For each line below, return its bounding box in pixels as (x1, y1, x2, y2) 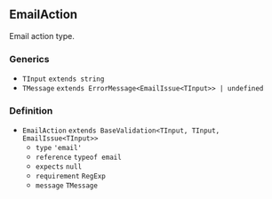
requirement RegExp (35, 172, 107, 181)
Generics (9, 52, 50, 65)
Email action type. (9, 30, 76, 41)
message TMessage (35, 181, 98, 190)
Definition (9, 105, 53, 117)
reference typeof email (35, 153, 122, 163)
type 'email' (35, 144, 83, 153)
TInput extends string (21, 75, 105, 84)
